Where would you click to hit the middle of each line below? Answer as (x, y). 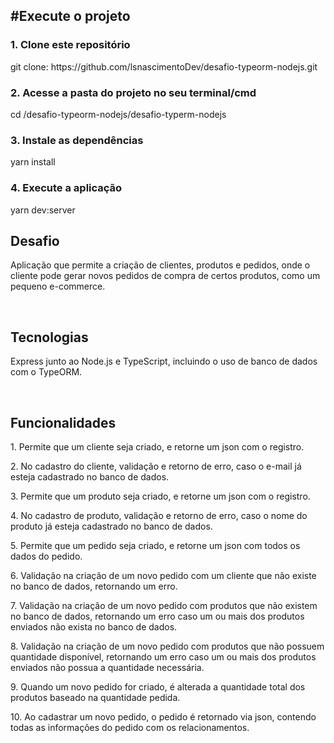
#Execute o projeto (70, 16)
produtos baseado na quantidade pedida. (95, 698)
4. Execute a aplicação (66, 188)
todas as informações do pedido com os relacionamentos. (130, 728)
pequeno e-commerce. (58, 286)
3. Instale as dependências (77, 140)
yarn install (33, 162)
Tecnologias (49, 337)
